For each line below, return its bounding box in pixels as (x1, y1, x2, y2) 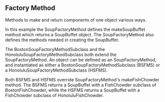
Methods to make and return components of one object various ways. (5, 17, 147, 23)
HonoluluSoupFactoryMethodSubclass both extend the (5, 51, 117, 57)
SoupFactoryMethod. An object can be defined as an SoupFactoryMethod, (5, 56, 157, 63)
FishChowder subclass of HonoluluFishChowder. (5, 92, 104, 98)
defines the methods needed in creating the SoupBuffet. (5, 37, 119, 43)
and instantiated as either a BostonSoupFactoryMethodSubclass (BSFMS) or (5, 62, 160, 68)
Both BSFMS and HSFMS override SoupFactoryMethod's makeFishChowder (5, 76, 160, 82)
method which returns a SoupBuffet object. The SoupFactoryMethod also (5, 31, 154, 37)
